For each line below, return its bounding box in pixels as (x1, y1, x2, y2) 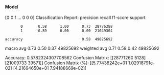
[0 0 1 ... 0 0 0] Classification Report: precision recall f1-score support (5, 15, 146, 20)
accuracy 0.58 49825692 (5, 37, 113, 42)
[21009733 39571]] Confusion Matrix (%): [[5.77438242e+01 (5, 60, 127, 66)
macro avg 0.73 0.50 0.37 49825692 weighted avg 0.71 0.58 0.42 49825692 (5, 45, 160, 51)
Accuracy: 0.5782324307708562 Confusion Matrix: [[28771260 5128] (5, 55, 146, 61)
